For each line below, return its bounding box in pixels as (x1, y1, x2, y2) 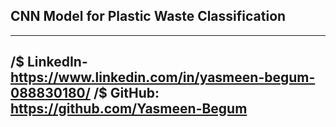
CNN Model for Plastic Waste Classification (10, 8, 287, 25)
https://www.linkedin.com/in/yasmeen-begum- (10, 69, 316, 86)
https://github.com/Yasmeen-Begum (10, 100, 248, 118)
